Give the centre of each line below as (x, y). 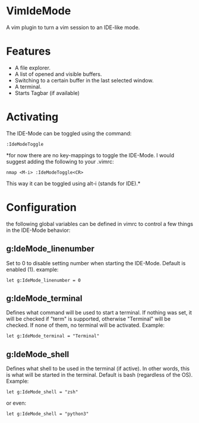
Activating (32, 117)
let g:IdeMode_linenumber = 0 (44, 280)
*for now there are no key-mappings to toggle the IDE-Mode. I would (90, 155)
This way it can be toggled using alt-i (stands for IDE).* (73, 183)
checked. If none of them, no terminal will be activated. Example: (86, 325)
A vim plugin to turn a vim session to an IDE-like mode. (73, 27)
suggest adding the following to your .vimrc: (60, 161)
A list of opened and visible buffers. (58, 74)
